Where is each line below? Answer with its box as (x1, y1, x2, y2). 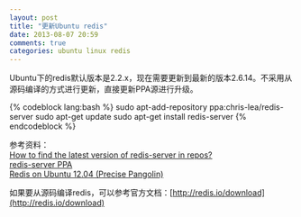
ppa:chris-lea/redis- (209, 102, 284, 113)
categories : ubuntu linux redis (9, 47, 131, 56)
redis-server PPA (9, 159, 73, 170)
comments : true (9, 38, 67, 48)
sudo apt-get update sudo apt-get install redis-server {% (35, 112, 247, 122)
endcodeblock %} (9, 121, 77, 131)
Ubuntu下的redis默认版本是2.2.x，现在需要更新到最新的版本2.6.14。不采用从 (9, 73, 293, 84)
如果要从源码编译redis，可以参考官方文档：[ (9, 187, 173, 198)
